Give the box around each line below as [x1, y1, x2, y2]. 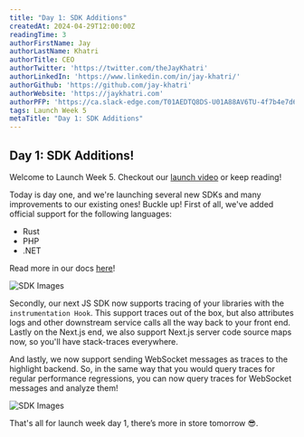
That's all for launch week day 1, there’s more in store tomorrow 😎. [9, 417, 259, 428]
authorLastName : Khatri [9, 47, 100, 56]
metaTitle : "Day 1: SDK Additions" [9, 114, 144, 123]
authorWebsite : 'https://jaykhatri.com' [9, 89, 165, 98]
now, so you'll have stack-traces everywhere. [9, 336, 179, 347]
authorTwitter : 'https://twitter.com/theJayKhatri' [9, 64, 208, 73]
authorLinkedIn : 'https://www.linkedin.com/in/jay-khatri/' [9, 72, 242, 81]
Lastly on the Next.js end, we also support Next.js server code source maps [9, 327, 292, 337]
